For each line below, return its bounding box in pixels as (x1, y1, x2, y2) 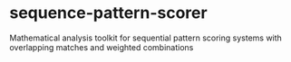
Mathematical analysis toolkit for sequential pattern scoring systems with (9, 32, 283, 43)
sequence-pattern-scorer (9, 3, 208, 23)
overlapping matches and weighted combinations (9, 41, 194, 52)
